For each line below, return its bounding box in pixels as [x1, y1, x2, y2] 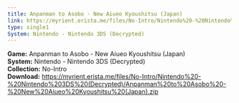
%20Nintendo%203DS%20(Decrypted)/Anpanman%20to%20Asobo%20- [7, 80, 226, 89]
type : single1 [7, 23, 50, 31]
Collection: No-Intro [7, 65, 68, 73]
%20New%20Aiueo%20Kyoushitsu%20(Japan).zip [7, 87, 159, 96]
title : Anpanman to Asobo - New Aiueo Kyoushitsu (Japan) [7, 10, 183, 18]
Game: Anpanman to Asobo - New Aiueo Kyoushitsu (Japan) [7, 50, 186, 58]
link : [7, 17, 23, 24]
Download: [7, 72, 41, 81]
